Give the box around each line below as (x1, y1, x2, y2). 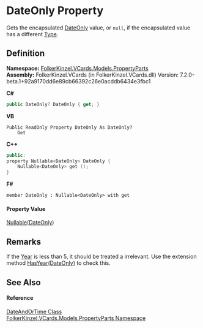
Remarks (6, 237, 42, 247)
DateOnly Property (6, 4, 104, 18)
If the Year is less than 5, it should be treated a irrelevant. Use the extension (6, 253, 197, 261)
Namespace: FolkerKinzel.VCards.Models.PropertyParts (6, 64, 149, 72)
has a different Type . (6, 30, 59, 37)
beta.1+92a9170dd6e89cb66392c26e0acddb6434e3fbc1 (6, 77, 151, 85)
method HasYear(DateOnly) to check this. (6, 259, 111, 267)
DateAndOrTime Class (6, 308, 62, 315)
